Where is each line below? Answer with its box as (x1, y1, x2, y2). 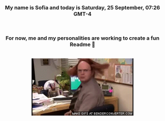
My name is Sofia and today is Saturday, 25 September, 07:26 (5, 4, 160, 11)
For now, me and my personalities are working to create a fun (5, 35, 160, 42)
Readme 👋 (70, 41, 95, 48)
